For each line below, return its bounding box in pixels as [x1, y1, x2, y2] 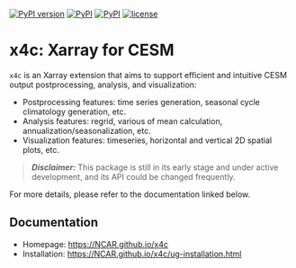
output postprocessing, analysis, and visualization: [9, 79, 197, 90]
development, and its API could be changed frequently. [31, 171, 236, 182]
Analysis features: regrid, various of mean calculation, [22, 115, 223, 126]
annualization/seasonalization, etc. [22, 125, 151, 136]
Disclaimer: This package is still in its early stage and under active [31, 162, 279, 173]
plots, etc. [22, 144, 60, 155]
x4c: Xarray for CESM [9, 40, 175, 60]
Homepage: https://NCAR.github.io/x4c [22, 238, 169, 249]
